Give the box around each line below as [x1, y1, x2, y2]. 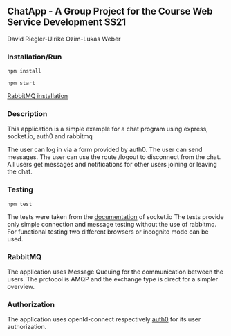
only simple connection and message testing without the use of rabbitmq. [7, 220, 217, 228]
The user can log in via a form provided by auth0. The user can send [7, 145, 203, 154]
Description [7, 109, 48, 119]
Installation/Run [7, 52, 62, 62]
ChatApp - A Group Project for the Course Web [7, 6, 213, 17]
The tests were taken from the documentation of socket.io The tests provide [7, 212, 224, 221]
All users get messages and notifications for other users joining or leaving [7, 160, 218, 169]
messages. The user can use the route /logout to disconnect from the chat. [7, 153, 221, 161]
